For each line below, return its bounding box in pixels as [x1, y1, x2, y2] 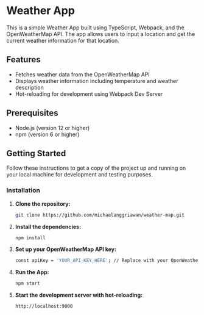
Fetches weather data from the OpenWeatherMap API [15, 71, 150, 78]
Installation [6, 186, 41, 195]
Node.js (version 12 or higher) [15, 124, 90, 131]
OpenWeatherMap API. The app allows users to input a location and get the [6, 30, 195, 37]
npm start [15, 280, 41, 287]
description [15, 84, 44, 91]
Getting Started [6, 148, 66, 159]
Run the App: [15, 269, 50, 276]
